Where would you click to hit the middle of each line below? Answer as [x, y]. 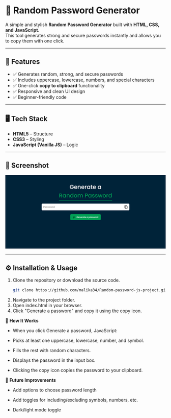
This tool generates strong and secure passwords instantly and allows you [83, 35]
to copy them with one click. [35, 41]
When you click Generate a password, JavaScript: [65, 330]
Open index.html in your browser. [47, 305]
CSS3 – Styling [28, 139]
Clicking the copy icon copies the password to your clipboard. [78, 370]
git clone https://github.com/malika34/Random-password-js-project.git [90, 290]
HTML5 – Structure [33, 134]
